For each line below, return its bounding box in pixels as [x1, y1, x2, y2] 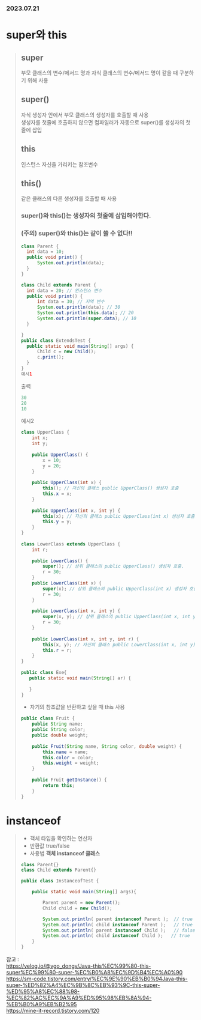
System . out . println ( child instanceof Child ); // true [42, 933, 190, 939]
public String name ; [32, 721, 83, 727]
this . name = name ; [42, 749, 89, 755]
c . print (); [36, 354, 65, 360]
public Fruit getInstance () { [32, 777, 107, 783]
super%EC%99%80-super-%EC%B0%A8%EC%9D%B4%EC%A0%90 [6, 969, 183, 976]
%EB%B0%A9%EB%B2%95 [6, 1001, 77, 1008]
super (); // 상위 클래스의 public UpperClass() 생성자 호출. [42, 563, 184, 569]
